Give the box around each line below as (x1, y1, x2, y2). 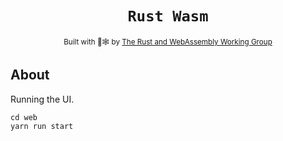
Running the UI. (10, 93, 75, 105)
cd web (10, 112, 38, 122)
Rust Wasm (127, 7, 209, 26)
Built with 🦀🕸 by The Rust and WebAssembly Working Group (63, 37, 273, 47)
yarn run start (10, 121, 74, 131)
